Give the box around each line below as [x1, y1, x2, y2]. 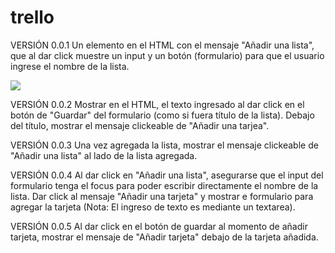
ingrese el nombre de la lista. [10, 60, 130, 72]
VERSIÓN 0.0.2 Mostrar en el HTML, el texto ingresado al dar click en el [10, 98, 305, 110]
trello [10, 6, 55, 29]
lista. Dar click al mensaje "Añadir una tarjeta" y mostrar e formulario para [10, 190, 314, 202]
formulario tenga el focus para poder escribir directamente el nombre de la [10, 179, 319, 191]
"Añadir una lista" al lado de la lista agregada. [10, 149, 198, 161]
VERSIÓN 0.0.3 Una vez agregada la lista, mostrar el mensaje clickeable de [10, 139, 319, 151]
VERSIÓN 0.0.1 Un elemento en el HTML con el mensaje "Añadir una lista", [10, 39, 315, 51]
